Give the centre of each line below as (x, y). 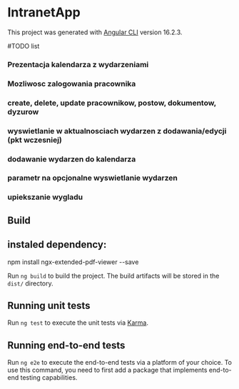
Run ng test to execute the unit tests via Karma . (78, 323)
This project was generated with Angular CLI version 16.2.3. (95, 32)
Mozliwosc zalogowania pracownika (72, 84)
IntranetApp (44, 12)
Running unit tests (49, 305)
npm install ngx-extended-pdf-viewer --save (73, 262)
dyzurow (23, 111)
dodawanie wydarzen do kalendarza (72, 159)
